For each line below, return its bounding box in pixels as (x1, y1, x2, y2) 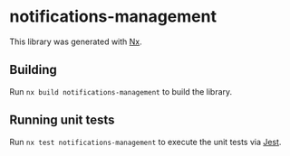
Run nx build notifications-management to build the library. (9, 86, 233, 96)
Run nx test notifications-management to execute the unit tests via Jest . (9, 136, 282, 147)
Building (9, 62, 57, 78)
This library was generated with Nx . (9, 36, 142, 47)
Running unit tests (9, 113, 115, 128)
